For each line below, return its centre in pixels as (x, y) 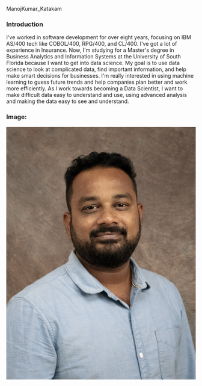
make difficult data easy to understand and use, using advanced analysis (97, 95)
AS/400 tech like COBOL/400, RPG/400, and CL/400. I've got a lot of (92, 44)
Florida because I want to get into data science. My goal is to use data (93, 63)
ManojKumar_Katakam (34, 9)
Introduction (25, 24)
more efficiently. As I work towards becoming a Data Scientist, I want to (95, 89)
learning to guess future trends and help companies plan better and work (97, 82)
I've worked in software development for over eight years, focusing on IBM (99, 37)
